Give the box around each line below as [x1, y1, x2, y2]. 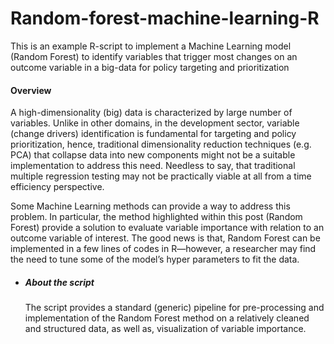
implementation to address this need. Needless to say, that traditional [10, 160, 296, 172]
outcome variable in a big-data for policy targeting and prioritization [10, 61, 290, 73]
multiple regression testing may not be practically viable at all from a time [10, 170, 312, 182]
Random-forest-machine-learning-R [10, 7, 320, 30]
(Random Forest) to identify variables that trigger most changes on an [10, 50, 298, 62]
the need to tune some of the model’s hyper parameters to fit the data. [10, 253, 300, 266]
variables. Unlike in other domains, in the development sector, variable [10, 117, 300, 129]
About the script [24, 276, 95, 288]
